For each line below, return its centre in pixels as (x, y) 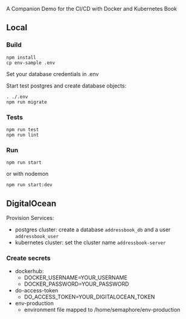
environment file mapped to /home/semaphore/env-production (102, 310)
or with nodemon (27, 174)
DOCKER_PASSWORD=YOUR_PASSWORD (76, 284)
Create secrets (28, 258)
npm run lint (23, 135)
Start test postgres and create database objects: (66, 85)
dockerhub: (29, 271)
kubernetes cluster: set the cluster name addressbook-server (90, 243)
